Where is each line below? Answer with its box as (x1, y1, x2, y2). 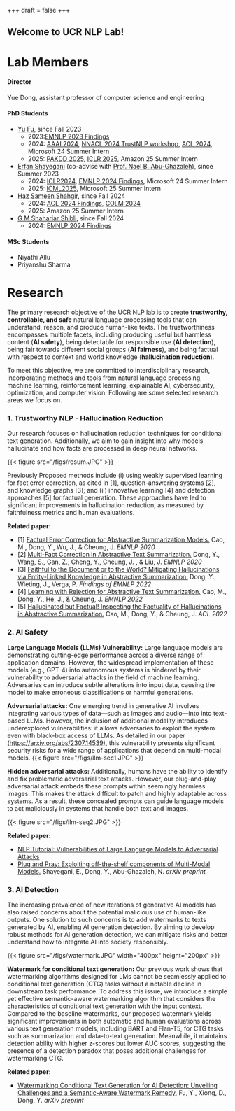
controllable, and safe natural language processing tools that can (7, 316, 197, 324)
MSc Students (7, 237, 50, 246)
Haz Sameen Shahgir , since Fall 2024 (17, 192, 126, 200)
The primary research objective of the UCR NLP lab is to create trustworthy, (7, 308, 228, 317)
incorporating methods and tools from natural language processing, (7, 374, 203, 382)
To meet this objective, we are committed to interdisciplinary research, (7, 367, 211, 375)
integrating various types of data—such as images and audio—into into (7, 709, 212, 717)
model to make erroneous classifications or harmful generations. (7, 688, 194, 696)
